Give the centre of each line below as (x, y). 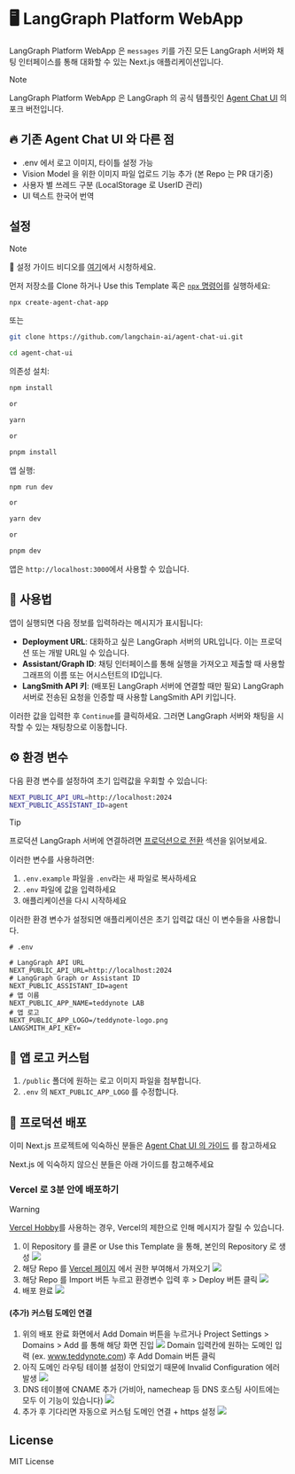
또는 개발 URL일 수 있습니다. (81, 652)
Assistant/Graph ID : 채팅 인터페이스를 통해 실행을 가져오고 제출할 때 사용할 (153, 663)
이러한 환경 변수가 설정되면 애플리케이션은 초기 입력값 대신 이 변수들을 (130, 920)
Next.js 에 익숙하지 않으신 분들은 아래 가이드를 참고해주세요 (112, 1164)
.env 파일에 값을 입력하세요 (69, 890)
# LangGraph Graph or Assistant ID (75, 978)
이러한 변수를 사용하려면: (52, 859)
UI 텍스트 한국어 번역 (58, 196)
